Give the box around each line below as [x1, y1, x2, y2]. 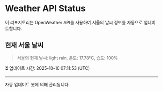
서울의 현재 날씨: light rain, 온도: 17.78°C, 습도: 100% [16, 55, 118, 61]
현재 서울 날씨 [5, 41, 44, 49]
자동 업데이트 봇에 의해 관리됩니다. [5, 81, 70, 87]
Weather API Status [5, 3, 86, 14]
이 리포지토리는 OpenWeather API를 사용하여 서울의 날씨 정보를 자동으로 [5, 19, 143, 25]
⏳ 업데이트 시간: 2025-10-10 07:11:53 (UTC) [5, 65, 90, 71]
